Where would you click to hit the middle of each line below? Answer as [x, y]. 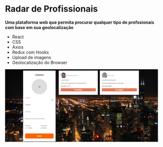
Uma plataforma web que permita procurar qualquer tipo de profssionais [80, 22]
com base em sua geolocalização [39, 27]
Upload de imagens [32, 57]
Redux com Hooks [31, 52]
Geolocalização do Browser [40, 62]
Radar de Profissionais [51, 9]
